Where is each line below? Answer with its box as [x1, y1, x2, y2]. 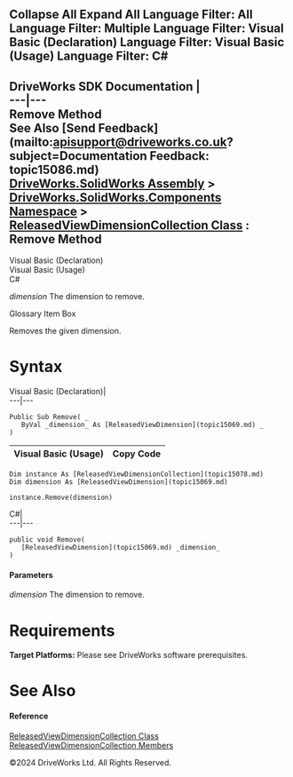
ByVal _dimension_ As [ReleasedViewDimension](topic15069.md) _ [20, 421, 265, 430]
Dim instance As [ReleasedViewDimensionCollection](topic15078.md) [9, 470, 265, 479]
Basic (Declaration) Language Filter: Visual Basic [9, 35, 285, 50]
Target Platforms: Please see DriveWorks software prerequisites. [9, 650, 249, 661]
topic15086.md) [9, 162, 99, 177]
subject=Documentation [9, 148, 148, 163]
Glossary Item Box [9, 308, 76, 319]
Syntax [9, 357, 63, 377]
